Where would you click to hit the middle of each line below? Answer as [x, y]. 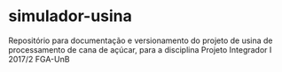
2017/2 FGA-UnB [39, 59]
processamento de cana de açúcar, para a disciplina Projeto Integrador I [140, 49]
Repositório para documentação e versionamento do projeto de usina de [141, 40]
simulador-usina [70, 16]
